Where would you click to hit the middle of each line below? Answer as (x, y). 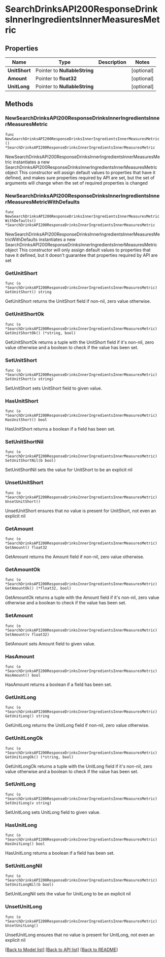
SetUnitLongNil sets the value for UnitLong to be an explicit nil (68, 894)
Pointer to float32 (56, 79)
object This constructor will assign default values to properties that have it (80, 172)
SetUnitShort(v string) (30, 379)
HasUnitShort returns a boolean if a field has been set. (60, 429)
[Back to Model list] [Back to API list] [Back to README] (62, 950)
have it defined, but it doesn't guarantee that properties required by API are (81, 255)
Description (112, 62)
